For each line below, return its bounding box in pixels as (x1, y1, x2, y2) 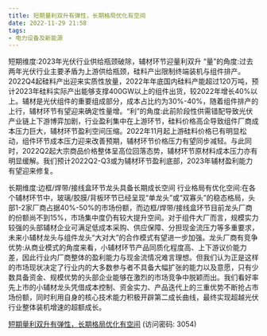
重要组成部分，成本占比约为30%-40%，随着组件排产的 (77, 96, 259, 106)
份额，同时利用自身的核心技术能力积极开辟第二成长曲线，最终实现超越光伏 (14, 292, 259, 303)
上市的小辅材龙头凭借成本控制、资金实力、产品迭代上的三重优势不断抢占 (14, 283, 252, 292)
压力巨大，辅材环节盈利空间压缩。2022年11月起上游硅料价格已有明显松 (14, 127, 247, 136)
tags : (8, 26, 26, 34)
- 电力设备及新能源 (8, 33, 64, 42)
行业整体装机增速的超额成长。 (8, 303, 106, 312)
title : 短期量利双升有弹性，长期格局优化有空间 (8, 11, 146, 20)
